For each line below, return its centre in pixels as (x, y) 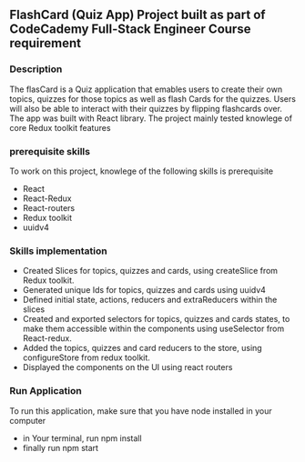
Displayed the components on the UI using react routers (127, 367)
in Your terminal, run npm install (82, 438)
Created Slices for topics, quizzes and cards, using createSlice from (150, 271)
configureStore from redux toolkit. (86, 357)
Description (36, 69)
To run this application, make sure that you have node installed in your (141, 411)
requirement (46, 43)
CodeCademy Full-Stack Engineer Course (130, 30)
